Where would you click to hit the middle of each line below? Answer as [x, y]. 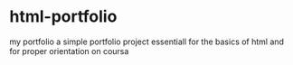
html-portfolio [63, 17]
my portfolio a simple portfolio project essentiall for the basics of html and [147, 42]
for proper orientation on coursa [69, 51]
